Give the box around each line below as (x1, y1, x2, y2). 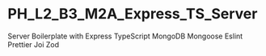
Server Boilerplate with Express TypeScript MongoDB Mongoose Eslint (7, 31, 243, 41)
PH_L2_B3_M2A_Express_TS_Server (7, 5, 258, 23)
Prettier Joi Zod (7, 39, 60, 49)
